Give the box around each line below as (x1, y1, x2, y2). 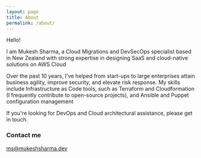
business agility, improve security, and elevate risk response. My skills (6, 79, 181, 86)
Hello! (6, 37, 21, 44)
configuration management (6, 98, 74, 105)
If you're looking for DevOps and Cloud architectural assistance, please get (6, 109, 193, 117)
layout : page (6, 8, 39, 15)
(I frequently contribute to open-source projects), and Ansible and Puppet (6, 91, 190, 99)
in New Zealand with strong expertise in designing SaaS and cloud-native (6, 55, 188, 62)
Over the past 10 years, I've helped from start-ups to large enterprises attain (6, 73, 195, 80)
